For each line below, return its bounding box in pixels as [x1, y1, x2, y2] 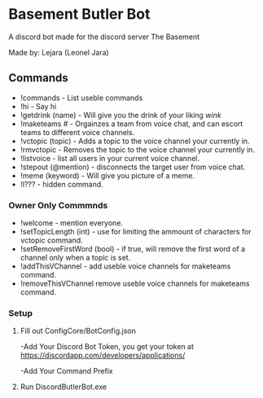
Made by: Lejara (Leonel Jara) [8, 47, 110, 57]
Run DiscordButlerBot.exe [20, 382, 107, 391]
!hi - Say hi [20, 101, 57, 111]
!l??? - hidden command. [20, 179, 103, 189]
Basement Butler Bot [8, 5, 151, 24]
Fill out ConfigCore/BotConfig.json [20, 326, 136, 336]
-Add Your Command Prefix [20, 366, 113, 376]
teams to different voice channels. [20, 127, 135, 137]
